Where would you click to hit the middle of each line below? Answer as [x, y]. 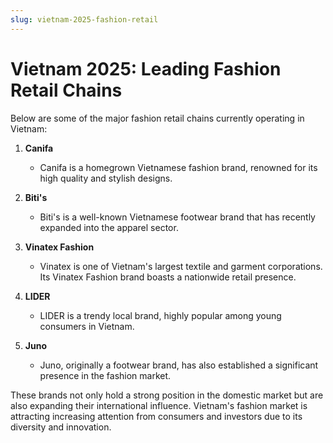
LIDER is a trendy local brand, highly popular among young [160, 315]
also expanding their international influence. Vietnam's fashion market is [159, 405]
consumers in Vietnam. [87, 326]
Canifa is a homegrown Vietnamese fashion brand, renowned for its [178, 167]
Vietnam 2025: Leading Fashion [146, 68]
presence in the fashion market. [105, 375]
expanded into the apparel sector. [109, 227]
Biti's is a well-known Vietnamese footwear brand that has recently [177, 217]
